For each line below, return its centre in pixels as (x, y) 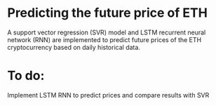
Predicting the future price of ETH (108, 13)
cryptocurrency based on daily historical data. (74, 47)
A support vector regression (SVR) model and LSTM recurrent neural (107, 32)
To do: (26, 76)
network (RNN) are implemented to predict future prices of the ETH (104, 39)
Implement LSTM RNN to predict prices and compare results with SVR (108, 95)
